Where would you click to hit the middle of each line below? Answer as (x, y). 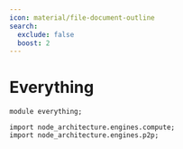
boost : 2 (34, 43)
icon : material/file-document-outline (82, 18)
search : (24, 26)
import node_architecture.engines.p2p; (84, 135)
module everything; (46, 112)
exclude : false (46, 34)
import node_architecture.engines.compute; (92, 127)
